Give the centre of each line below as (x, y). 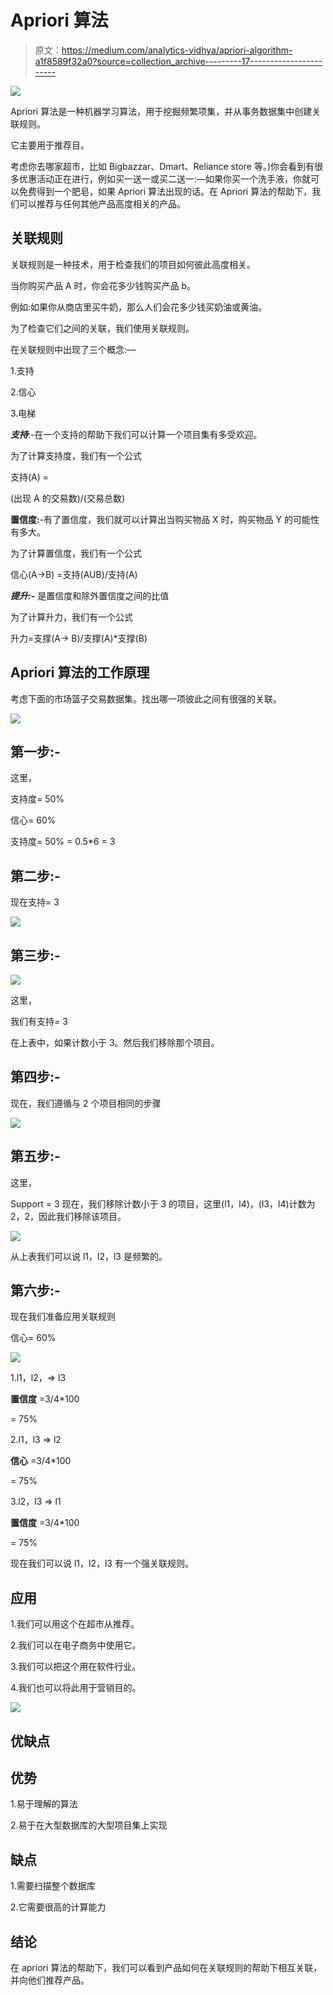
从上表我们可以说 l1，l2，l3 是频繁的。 (89, 1256)
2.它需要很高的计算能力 (58, 1907)
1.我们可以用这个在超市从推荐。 (75, 1624)
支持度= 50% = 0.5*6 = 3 (63, 842)
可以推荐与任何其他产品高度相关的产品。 (102, 203)
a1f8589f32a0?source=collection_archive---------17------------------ (178, 61)
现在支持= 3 (35, 902)
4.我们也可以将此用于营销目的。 (76, 1688)
